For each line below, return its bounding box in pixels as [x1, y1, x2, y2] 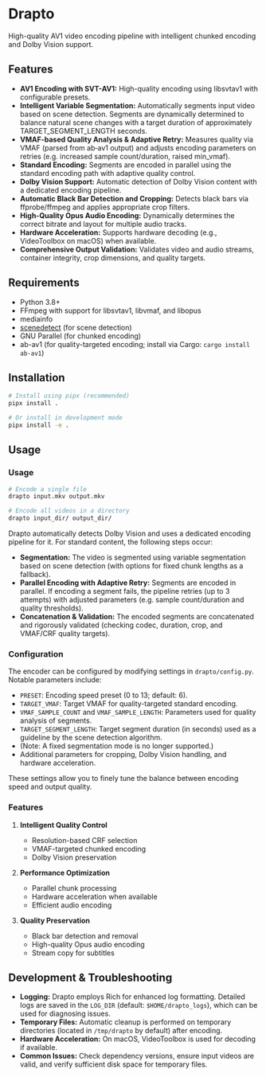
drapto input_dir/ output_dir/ [8, 514, 112, 522]
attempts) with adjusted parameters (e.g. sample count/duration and [19, 595, 244, 605]
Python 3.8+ [19, 297, 61, 306]
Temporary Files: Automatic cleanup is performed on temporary [19, 1017, 232, 1027]
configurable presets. [19, 92, 91, 102]
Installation [8, 371, 65, 384]
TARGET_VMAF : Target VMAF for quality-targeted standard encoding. [19, 699, 238, 708]
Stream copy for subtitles [31, 948, 115, 958]
